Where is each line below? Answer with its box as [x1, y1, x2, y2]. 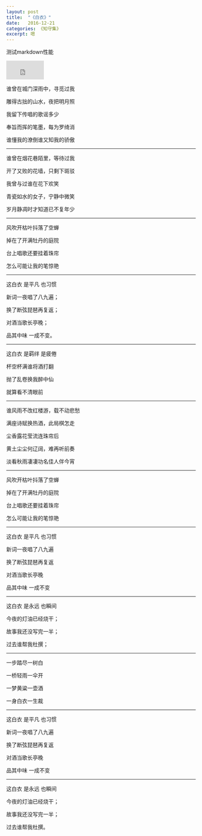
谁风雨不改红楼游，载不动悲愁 [6, 407, 80, 414]
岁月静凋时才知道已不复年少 [6, 205, 75, 213]
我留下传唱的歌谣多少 [6, 111, 59, 118]
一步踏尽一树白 [6, 659, 43, 667]
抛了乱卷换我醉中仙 [6, 376, 54, 383]
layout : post [6, 8, 39, 15]
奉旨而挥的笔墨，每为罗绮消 [6, 124, 75, 131]
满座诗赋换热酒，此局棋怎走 [6, 420, 75, 427]
